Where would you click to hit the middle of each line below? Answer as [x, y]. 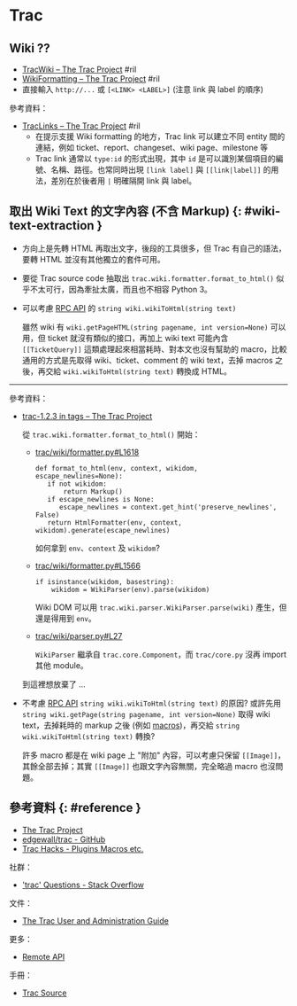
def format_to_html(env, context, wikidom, [117, 468]
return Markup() [93, 491]
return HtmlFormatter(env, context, [115, 522]
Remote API [43, 956]
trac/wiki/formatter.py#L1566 [88, 565]
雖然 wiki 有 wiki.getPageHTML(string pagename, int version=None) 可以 [154, 327]
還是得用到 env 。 [66, 618]
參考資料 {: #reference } [75, 808]
